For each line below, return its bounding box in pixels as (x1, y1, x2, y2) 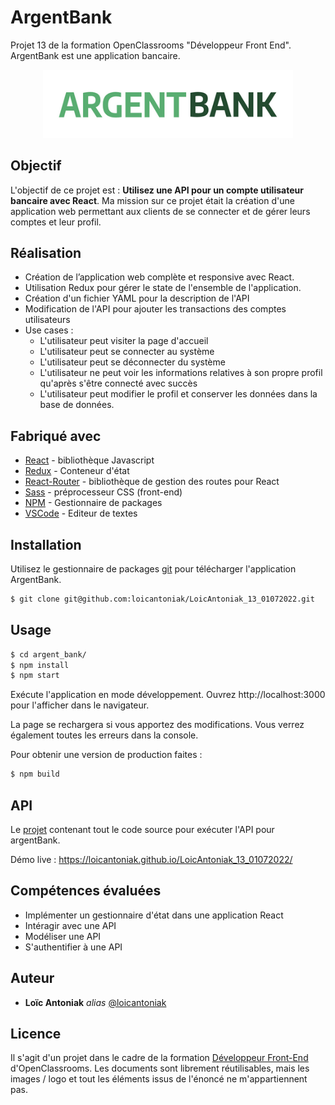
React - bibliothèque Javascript (24, 454, 155, 466)
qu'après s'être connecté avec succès (39, 377, 198, 390)
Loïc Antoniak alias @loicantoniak (24, 996, 167, 1008)
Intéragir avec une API (24, 919, 117, 931)
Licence (10, 1025, 62, 1042)
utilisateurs (24, 314, 71, 326)
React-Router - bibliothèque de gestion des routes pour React (24, 476, 280, 488)
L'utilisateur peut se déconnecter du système (39, 356, 226, 368)
